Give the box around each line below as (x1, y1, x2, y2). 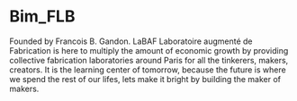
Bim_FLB (9, 6, 76, 27)
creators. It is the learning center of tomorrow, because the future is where (9, 64, 286, 75)
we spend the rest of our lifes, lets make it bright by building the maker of (9, 73, 282, 84)
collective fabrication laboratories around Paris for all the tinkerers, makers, (9, 55, 289, 65)
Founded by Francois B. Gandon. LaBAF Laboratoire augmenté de (9, 36, 254, 46)
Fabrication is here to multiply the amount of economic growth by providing (9, 45, 289, 55)
